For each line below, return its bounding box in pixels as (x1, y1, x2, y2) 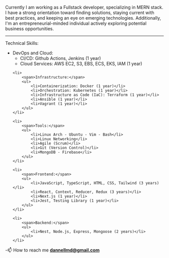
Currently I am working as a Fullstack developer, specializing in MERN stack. (5, 5, 163, 10)
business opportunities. (5, 26, 54, 32)
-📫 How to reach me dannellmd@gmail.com (5, 247, 100, 253)
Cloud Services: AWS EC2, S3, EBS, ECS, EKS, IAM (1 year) (20, 60, 142, 67)
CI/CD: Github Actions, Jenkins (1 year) (20, 55, 102, 61)
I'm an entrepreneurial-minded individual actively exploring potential (5, 20, 147, 26)
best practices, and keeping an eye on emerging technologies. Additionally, (5, 15, 161, 21)
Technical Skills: (5, 40, 39, 46)
